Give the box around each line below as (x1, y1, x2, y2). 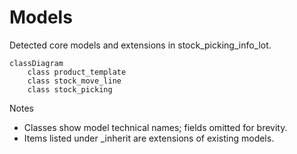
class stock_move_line (27, 76, 122, 86)
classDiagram (9, 58, 64, 68)
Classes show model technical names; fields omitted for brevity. (23, 121, 288, 133)
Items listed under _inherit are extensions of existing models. (23, 132, 275, 144)
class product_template (27, 67, 127, 77)
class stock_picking (27, 84, 113, 95)
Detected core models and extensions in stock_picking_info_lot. (9, 39, 272, 51)
